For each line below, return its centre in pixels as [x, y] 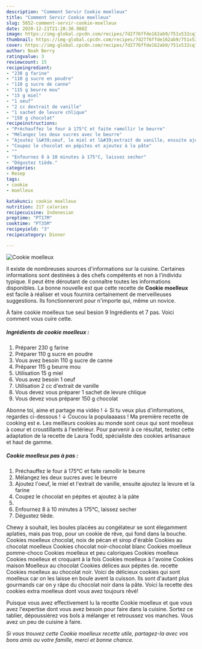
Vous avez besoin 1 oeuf [45, 379]
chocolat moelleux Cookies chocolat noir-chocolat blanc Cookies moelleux [99, 546]
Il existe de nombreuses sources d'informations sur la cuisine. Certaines [96, 268]
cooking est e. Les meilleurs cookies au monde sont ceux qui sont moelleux [100, 423]
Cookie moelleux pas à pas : [42, 456]
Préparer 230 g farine [42, 347]
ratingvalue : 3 [25, 56]
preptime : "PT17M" [29, 218]
